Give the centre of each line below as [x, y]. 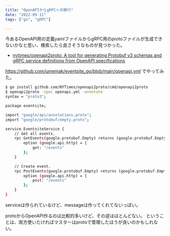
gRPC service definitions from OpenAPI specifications [69, 61]
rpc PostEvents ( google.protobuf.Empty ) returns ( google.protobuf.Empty [91, 171]
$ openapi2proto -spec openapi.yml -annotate [54, 92]
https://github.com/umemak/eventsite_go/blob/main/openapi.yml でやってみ [85, 71]
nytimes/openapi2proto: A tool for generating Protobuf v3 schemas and [87, 55]
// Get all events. [35, 133]
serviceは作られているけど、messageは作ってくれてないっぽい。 [73, 205]
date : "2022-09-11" [26, 15]
